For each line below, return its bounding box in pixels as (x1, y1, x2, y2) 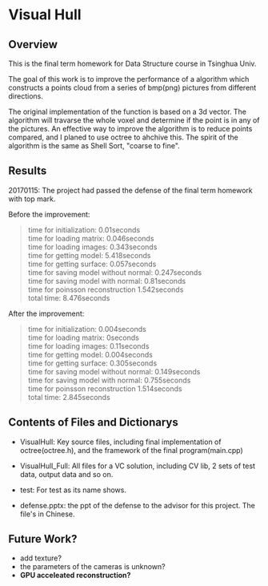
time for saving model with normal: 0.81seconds (27, 276, 186, 285)
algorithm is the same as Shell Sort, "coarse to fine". (8, 141, 180, 150)
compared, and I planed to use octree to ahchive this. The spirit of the (8, 132, 238, 142)
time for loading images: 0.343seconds (27, 242, 158, 252)
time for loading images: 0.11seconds (27, 341, 150, 350)
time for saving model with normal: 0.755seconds (27, 375, 191, 385)
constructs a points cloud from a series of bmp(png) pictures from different (8, 83, 257, 92)
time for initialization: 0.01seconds (27, 224, 141, 234)
